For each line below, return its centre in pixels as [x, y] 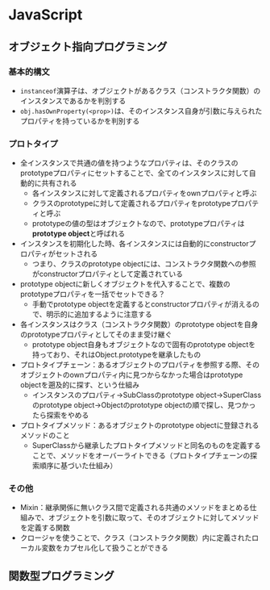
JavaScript [46, 15]
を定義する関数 [45, 528]
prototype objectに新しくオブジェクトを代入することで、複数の [125, 284]
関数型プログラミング [61, 576]
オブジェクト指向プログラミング [88, 46]
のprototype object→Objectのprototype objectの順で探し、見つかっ [144, 405]
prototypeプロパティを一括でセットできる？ [92, 294]
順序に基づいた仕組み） [78, 466]
